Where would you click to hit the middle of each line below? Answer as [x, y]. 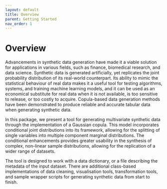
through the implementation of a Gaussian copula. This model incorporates [82, 125]
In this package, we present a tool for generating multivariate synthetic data [83, 120]
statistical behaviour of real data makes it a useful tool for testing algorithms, [84, 83]
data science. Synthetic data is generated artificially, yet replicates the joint [82, 73]
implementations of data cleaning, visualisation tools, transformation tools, [82, 172]
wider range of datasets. [30, 151]
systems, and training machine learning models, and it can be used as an [80, 89]
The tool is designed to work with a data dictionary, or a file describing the [82, 161]
